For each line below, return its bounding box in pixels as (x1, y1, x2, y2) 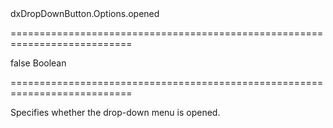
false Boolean (10, 57, 67, 69)
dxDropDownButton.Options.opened (10, 8, 160, 19)
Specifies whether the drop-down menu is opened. (10, 107, 221, 118)
